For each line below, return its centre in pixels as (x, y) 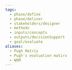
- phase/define (25, 14)
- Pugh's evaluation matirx (38, 55)
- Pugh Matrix (24, 51)
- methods (19, 28)
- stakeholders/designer (35, 23)
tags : (11, 10)
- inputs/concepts (29, 33)
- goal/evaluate (26, 42)
